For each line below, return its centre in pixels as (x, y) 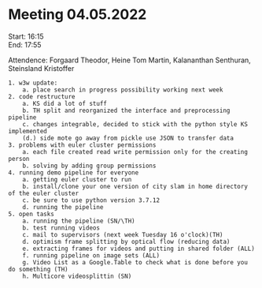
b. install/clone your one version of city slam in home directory (135, 186)
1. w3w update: (33, 83)
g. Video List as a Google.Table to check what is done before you (135, 262)
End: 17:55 (25, 44)
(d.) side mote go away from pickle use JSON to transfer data (128, 138)
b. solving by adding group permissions (89, 166)
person (19, 159)
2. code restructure (42, 96)
